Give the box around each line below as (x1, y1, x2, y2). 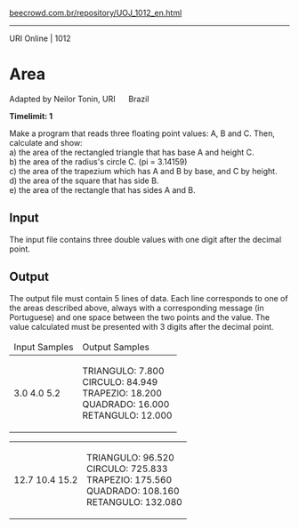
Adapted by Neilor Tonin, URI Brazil (9, 93, 149, 104)
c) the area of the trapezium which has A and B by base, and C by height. (9, 165, 278, 176)
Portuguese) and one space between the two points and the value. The (9, 311, 271, 323)
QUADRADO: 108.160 (85, 485, 180, 497)
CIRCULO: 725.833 (85, 462, 168, 475)
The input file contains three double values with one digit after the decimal (9, 234, 282, 244)
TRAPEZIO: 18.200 (82, 387, 163, 399)
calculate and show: (9, 137, 83, 148)
